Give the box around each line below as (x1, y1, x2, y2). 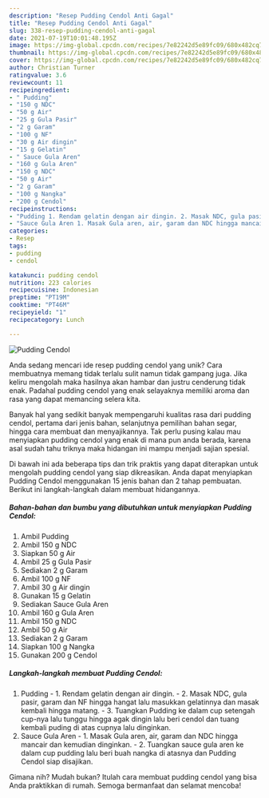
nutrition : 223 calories (9, 279, 92, 287)
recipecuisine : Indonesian (9, 286, 99, 294)
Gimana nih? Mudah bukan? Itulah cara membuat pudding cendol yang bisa (9, 772, 258, 781)
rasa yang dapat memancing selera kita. (9, 394, 141, 403)
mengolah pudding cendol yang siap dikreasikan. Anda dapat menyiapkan (9, 467, 252, 477)
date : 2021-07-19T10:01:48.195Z (9, 34, 117, 42)
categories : (9, 227, 49, 236)
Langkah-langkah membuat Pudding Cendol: (9, 669, 163, 678)
